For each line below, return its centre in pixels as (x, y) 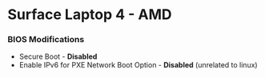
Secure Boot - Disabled (58, 56)
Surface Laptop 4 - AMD (90, 15)
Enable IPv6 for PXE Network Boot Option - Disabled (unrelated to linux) (138, 65)
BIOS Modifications (46, 40)
